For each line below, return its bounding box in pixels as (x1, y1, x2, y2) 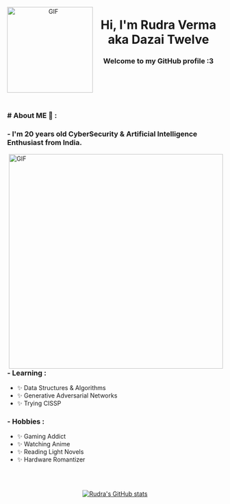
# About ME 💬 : (7, 111, 57, 120)
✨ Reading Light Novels (16, 448, 84, 456)
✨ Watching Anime (16, 440, 71, 448)
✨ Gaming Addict (16, 433, 66, 441)
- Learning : (7, 368, 47, 378)
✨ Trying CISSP (16, 399, 62, 408)
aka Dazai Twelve (107, 32, 209, 47)
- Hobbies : (7, 417, 45, 426)
